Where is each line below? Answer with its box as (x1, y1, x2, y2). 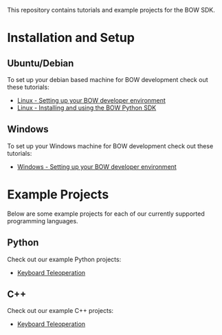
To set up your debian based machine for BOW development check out (7, 76, 208, 83)
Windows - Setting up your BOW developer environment (16, 162, 177, 171)
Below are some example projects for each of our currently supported (7, 210, 205, 218)
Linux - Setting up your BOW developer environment (16, 97, 166, 104)
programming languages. (7, 216, 78, 225)
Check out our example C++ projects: (7, 307, 114, 315)
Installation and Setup (7, 30, 135, 45)
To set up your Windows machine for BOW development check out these (7, 141, 214, 150)
